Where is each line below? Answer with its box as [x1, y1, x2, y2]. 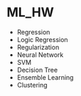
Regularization [16, 43, 60, 51]
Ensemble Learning [16, 73, 74, 82]
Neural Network [16, 50, 64, 59]
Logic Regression [16, 35, 68, 43]
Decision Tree [16, 65, 58, 74]
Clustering [16, 80, 48, 89]
